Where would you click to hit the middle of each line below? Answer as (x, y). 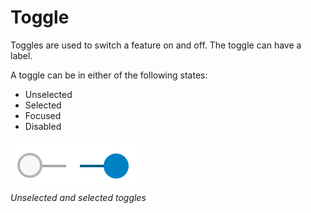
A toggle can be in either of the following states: (109, 75)
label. (21, 55)
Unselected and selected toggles (78, 197)
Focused (43, 115)
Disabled (43, 126)
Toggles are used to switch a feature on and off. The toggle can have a (156, 45)
